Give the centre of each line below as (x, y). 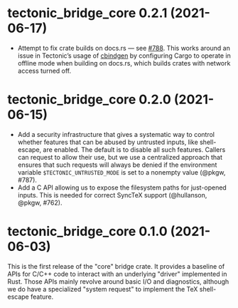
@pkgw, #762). (40, 202)
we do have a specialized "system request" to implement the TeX (103, 289)
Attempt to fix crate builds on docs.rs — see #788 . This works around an (124, 48)
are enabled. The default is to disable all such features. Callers (134, 149)
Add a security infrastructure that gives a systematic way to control (116, 134)
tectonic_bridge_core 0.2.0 (90, 99)
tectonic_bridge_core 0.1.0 (88, 231)
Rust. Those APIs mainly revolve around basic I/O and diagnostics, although (118, 281)
